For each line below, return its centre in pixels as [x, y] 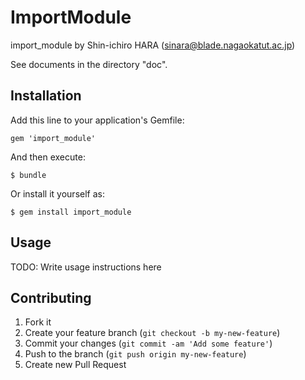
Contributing [51, 297]
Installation [46, 96]
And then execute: [48, 157]
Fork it [38, 322]
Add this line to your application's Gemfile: [97, 120]
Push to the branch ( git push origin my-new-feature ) [135, 354]
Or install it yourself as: [57, 193]
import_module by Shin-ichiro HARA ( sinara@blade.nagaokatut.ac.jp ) [153, 45]
